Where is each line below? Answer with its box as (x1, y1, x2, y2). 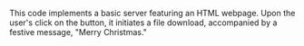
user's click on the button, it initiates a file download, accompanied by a (9, 17, 278, 28)
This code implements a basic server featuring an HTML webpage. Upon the (9, 8, 296, 18)
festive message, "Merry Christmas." (9, 27, 148, 37)
